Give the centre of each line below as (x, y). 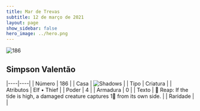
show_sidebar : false (32, 28)
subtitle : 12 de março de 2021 (45, 17)
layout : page (22, 23)
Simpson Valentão (41, 69)
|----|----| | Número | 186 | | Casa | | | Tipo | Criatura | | (89, 83)
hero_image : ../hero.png (37, 34)
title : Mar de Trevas (33, 12)
